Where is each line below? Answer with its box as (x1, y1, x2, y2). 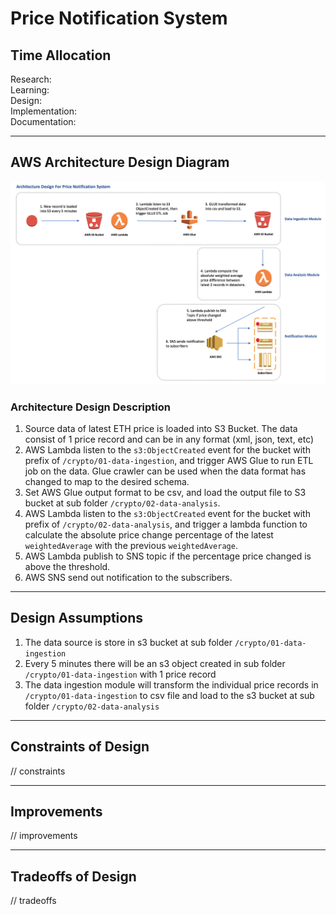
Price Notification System (10, 7, 228, 30)
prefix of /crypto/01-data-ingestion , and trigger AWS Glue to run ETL (24, 454, 314, 466)
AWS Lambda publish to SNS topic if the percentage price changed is (24, 550, 312, 562)
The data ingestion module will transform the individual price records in (24, 678, 319, 691)
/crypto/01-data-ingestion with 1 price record (24, 668, 217, 680)
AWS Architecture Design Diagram (10, 154, 230, 171)
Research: (10, 73, 52, 85)
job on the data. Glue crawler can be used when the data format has (24, 465, 307, 477)
